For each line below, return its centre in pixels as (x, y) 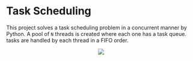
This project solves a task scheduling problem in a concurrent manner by (97, 28)
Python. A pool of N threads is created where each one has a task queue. (96, 33)
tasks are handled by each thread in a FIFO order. (67, 40)
